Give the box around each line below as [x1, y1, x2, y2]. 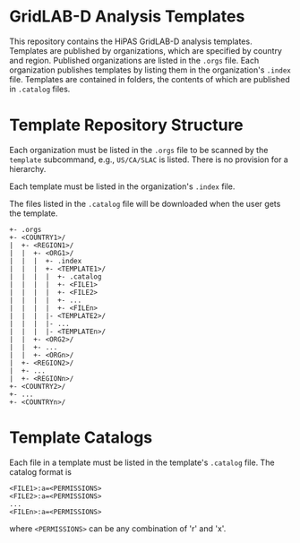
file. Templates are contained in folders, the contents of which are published [9, 73, 290, 84]
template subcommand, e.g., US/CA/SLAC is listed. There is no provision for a [9, 154, 288, 165]
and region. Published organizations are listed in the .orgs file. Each [9, 55, 260, 65]
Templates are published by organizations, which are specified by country [9, 45, 282, 56]
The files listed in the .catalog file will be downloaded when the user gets [9, 198, 281, 209]
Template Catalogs [9, 427, 153, 448]
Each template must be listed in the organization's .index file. [9, 181, 236, 192]
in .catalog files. [9, 83, 71, 94]
